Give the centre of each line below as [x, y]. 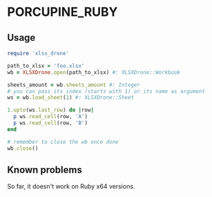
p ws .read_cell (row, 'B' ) [51, 123]
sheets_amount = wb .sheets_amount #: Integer [74, 85]
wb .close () [23, 148]
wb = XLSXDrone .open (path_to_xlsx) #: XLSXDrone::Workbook [94, 72]
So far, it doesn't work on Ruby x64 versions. [71, 187]
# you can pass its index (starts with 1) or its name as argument [106, 91]
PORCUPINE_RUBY [62, 12]
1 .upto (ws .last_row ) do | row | [51, 110]
